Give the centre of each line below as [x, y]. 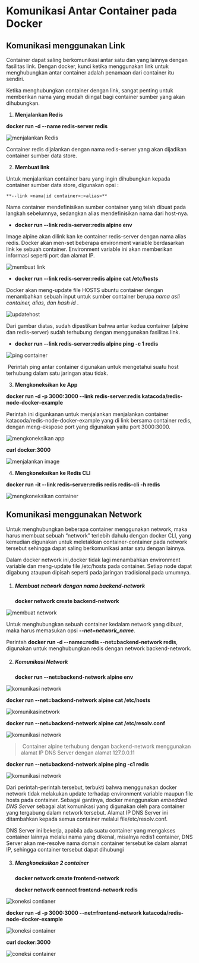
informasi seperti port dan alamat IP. [50, 255]
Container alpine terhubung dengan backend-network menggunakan [107, 746]
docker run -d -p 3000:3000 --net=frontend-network [74, 912]
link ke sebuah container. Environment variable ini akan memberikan [89, 249]
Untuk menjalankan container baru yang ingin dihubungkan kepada [88, 179]
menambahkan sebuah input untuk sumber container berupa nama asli [93, 296]
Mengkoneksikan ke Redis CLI [53, 473]
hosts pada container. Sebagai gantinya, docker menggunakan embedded [97, 800]
